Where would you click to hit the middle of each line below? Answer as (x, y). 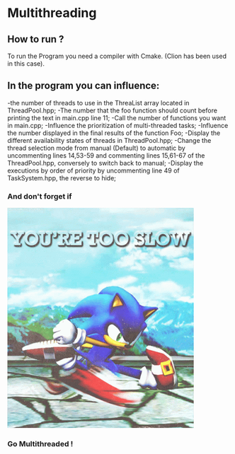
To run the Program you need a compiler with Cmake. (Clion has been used (117, 56)
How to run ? (36, 39)
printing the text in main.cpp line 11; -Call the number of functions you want (117, 117)
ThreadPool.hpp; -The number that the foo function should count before (113, 110)
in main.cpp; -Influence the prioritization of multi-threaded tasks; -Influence (118, 125)
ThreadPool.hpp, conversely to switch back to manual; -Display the (105, 163)
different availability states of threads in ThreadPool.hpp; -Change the (109, 140)
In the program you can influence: (84, 86)
